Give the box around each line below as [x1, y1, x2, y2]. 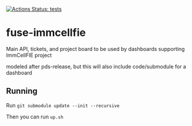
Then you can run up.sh [6, 113, 63, 120]
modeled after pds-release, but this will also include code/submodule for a [6, 63, 187, 70]
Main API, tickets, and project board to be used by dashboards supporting [6, 45, 185, 52]
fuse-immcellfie [6, 26, 86, 39]
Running [6, 86, 38, 96]
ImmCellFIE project [6, 52, 52, 59]
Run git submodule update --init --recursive [6, 101, 120, 108]
